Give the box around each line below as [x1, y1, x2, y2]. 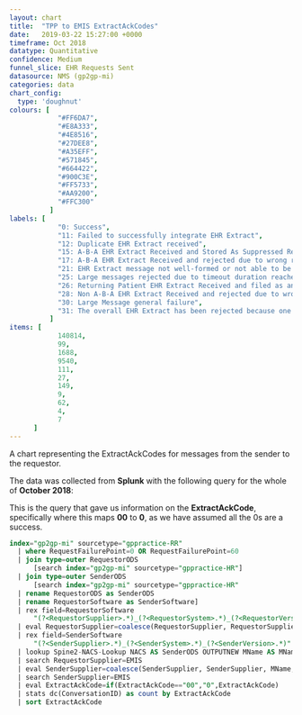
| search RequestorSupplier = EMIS [17, 656, 143, 665]
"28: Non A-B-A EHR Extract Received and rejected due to [57, 289, 280, 298]
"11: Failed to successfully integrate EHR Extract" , [57, 231, 263, 240]
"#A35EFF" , [57, 147, 99, 156]
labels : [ [9, 213, 47, 223]
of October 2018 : [9, 484, 74, 495]
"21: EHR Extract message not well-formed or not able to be [57, 265, 292, 274]
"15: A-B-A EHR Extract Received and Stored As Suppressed [57, 248, 283, 257]
